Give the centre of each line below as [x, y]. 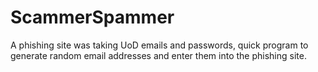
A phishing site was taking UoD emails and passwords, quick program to [159, 45]
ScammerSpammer [92, 17]
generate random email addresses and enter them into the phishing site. [158, 55]
